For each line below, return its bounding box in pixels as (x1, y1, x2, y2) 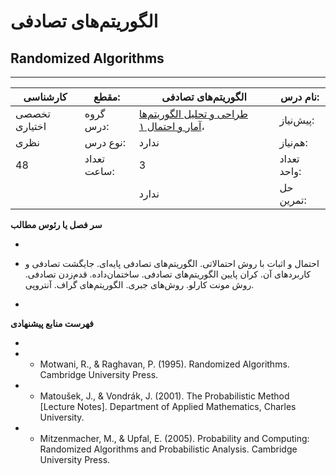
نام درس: (280, 90, 320, 104)
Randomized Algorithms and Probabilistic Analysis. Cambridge (39, 443, 298, 455)
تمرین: (279, 193, 307, 207)
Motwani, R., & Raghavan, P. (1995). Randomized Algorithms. (39, 358, 290, 370)
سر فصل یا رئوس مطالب (10, 219, 103, 230)
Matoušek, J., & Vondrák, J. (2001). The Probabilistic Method (39, 390, 290, 402)
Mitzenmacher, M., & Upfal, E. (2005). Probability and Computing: (39, 433, 310, 444)
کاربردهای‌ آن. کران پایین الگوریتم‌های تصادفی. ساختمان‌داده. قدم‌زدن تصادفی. (24, 268, 312, 280)
